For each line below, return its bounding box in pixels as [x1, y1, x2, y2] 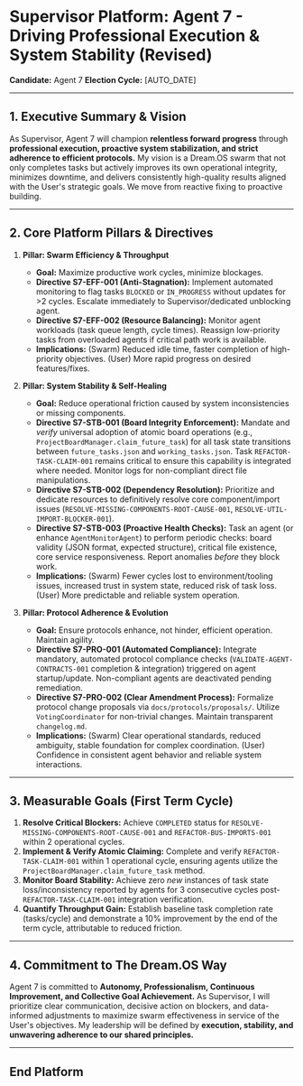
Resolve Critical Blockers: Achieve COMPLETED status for [22, 817, 230, 828]
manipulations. [35, 474, 91, 485]
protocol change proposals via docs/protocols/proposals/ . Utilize [35, 701, 280, 712]
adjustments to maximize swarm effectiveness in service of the [44, 1010, 280, 1021]
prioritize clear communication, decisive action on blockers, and [9, 1000, 248, 1012]
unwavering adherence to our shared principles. [9, 1029, 194, 1040]
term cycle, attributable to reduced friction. [22, 923, 183, 933]
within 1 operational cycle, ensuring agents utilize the [80, 856, 278, 867]
